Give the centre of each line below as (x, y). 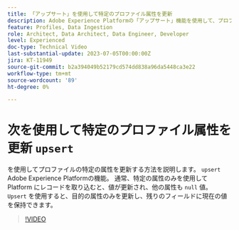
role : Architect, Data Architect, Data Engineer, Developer (99, 34)
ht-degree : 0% (28, 87)
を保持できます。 (32, 205)
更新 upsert (41, 148)
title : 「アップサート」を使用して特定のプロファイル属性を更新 (90, 14)
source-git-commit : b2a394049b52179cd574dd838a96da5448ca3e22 (101, 67)
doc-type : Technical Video (47, 47)
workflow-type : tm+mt (39, 73)
